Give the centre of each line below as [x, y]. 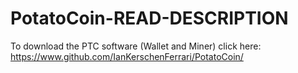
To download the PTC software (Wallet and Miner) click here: [136, 46]
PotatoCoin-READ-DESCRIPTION [149, 18]
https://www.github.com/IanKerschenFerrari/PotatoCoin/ [127, 56]
